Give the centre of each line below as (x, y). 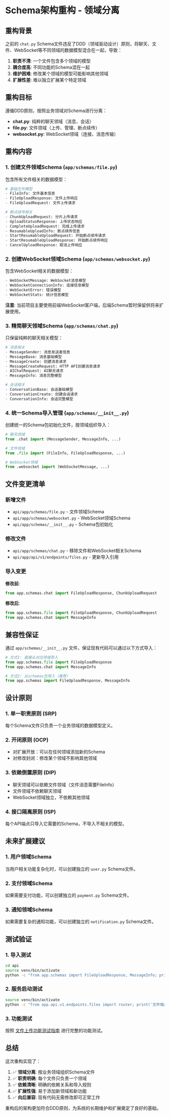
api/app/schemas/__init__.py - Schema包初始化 (63, 524)
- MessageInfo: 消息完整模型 (34, 376)
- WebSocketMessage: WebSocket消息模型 (46, 281)
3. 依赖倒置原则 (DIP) (31, 772)
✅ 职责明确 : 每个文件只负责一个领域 (50, 1078)
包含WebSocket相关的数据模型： (39, 271)
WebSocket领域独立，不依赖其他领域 (51, 797)
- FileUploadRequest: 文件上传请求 (40, 203)
